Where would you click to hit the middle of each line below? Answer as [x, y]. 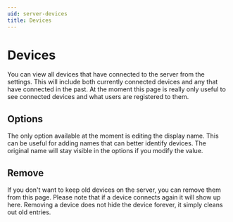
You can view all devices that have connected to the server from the [106, 74]
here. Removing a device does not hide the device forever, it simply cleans [115, 205]
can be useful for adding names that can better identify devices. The [107, 143]
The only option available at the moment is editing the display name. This [113, 136]
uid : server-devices [38, 14]
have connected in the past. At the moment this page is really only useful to [117, 89]
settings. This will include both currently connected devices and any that [113, 82]
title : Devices [30, 20]
